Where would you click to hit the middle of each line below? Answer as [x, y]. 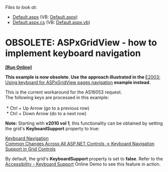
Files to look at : [21, 7]
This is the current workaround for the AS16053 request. [64, 92]
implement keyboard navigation [73, 54]
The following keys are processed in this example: [57, 97]
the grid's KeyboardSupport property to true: [52, 128]
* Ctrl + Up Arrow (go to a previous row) [48, 108]
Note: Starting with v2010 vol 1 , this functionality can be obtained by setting [84, 123]
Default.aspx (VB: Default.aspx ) [45, 17]
